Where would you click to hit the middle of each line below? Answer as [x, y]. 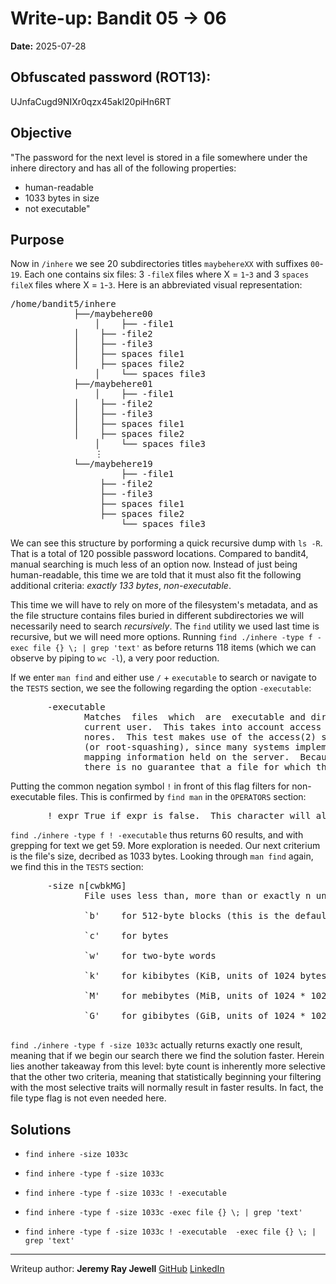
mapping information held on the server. [187, 757]
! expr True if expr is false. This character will [179, 816]
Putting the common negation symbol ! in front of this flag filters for [150, 786]
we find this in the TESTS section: [77, 867]
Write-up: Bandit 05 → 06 [118, 18]
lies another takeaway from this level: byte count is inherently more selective [168, 1066]
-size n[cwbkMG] [87, 886]
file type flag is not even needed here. [88, 1098]
